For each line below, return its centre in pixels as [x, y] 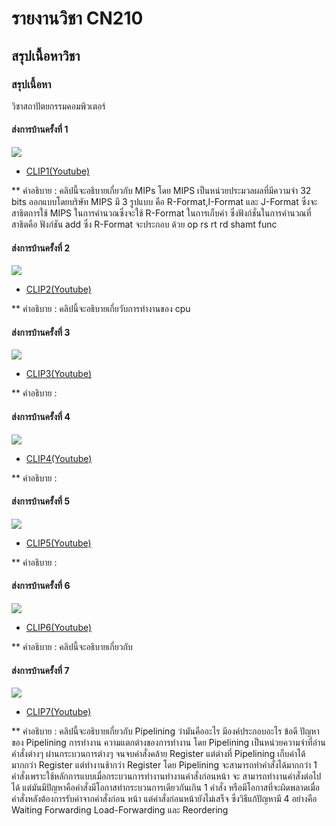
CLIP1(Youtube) [58, 171]
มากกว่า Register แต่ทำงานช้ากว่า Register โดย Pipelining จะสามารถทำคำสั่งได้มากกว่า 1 [164, 765]
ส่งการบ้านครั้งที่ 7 [40, 670]
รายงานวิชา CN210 [77, 18]
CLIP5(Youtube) [58, 543]
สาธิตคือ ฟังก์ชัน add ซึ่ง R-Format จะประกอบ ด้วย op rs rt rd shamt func [144, 224]
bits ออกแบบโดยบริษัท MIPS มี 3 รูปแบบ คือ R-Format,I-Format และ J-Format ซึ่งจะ [164, 202]
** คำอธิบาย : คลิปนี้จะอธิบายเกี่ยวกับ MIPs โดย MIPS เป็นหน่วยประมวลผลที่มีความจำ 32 [161, 191]
